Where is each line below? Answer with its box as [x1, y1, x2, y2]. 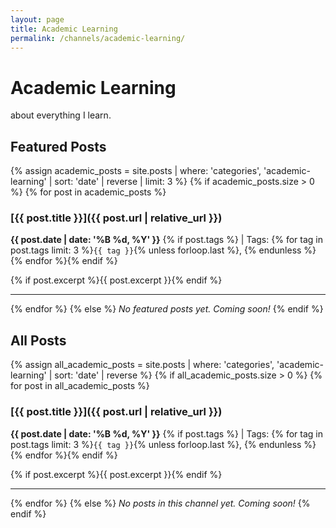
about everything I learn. [10, 109, 112, 121]
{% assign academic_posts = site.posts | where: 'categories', [10, 165, 262, 177]
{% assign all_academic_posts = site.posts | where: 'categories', [10, 359, 275, 371]
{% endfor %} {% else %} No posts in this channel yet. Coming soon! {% [10, 497, 311, 509]
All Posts [10, 332, 67, 349]
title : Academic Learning [10, 24, 118, 34]
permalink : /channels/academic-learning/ [10, 33, 186, 43]
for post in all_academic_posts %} [10, 380, 150, 392]
